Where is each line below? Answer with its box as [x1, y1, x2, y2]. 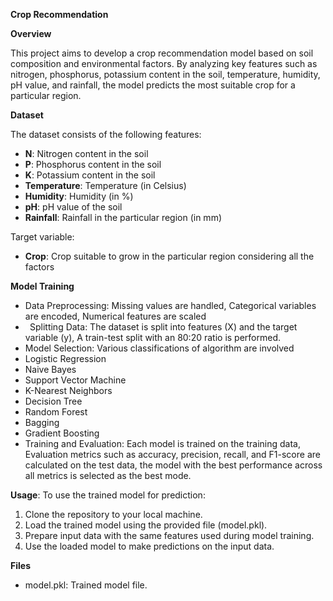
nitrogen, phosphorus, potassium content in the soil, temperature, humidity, [10, 69, 321, 80]
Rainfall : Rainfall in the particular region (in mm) [24, 212, 223, 223]
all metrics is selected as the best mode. [24, 470, 192, 481]
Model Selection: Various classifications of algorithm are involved [24, 342, 295, 354]
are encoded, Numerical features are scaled [24, 310, 207, 322]
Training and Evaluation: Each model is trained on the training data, [24, 438, 301, 449]
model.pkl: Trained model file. [24, 579, 148, 591]
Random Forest [24, 406, 88, 418]
